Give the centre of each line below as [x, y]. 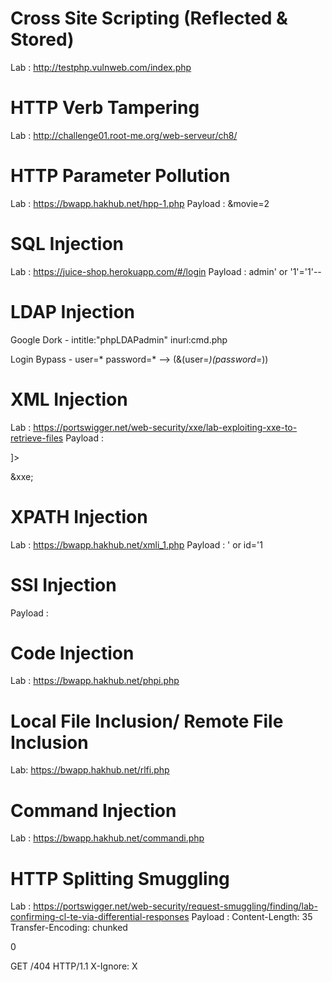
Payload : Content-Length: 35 [252, 917]
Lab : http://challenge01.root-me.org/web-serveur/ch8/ [124, 135]
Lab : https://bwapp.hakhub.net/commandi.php [107, 838]
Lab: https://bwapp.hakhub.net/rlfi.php [90, 770]
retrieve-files [37, 438]
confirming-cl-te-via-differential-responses [100, 917]
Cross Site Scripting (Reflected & [149, 18]
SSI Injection [63, 584]
